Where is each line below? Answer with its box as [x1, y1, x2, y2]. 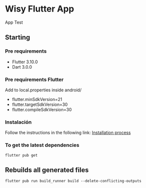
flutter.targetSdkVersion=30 [12, 101, 68, 107]
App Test [5, 19, 23, 25]
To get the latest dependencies [5, 142, 80, 148]
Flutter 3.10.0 [12, 59, 38, 65]
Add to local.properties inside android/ [5, 87, 82, 93]
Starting [5, 33, 30, 42]
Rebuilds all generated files [5, 166, 89, 174]
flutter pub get [5, 153, 38, 158]
